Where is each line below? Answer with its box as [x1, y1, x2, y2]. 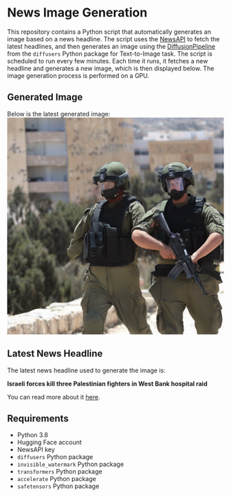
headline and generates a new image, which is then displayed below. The [7, 64, 214, 72]
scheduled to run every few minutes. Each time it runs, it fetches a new [7, 56, 208, 65]
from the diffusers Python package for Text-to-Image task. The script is [7, 50, 213, 58]
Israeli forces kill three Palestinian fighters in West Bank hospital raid [7, 379, 208, 388]
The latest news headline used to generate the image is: [7, 366, 166, 374]
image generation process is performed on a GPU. [7, 71, 150, 80]
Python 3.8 [16, 431, 48, 439]
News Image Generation [7, 5, 148, 21]
